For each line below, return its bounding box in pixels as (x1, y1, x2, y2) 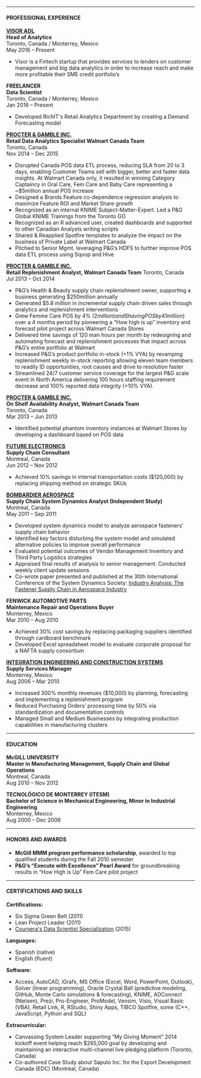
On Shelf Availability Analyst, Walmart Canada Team (6, 400, 139, 407)
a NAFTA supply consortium (14, 647, 85, 654)
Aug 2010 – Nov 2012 (6, 780, 59, 787)
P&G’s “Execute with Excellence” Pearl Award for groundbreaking (14, 862, 180, 869)
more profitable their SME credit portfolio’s (14, 71, 120, 78)
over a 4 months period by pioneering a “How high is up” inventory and (14, 319, 190, 326)
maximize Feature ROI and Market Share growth (14, 200, 133, 207)
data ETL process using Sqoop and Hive (14, 251, 114, 258)
